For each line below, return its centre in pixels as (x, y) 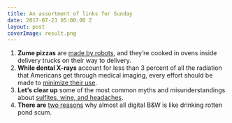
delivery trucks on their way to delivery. (74, 61)
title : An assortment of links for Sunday (70, 14)
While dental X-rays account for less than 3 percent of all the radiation (119, 68)
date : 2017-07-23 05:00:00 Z (50, 20)
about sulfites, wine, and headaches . (70, 98)
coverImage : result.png (42, 33)
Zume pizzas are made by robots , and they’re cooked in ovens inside (117, 53)
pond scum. (35, 113)
